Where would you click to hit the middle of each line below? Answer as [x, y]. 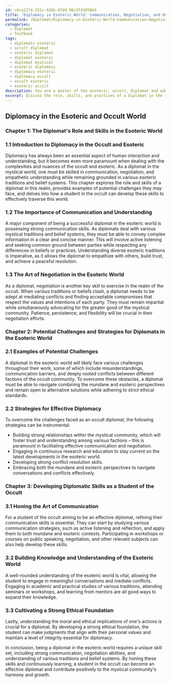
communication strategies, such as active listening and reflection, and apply [85, 528]
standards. [17, 395]
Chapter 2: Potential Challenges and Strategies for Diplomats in [85, 332]
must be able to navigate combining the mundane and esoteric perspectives [85, 384]
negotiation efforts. [25, 318]
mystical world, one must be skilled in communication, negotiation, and [80, 172]
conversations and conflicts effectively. [54, 473]
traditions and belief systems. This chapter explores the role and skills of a [83, 182]
